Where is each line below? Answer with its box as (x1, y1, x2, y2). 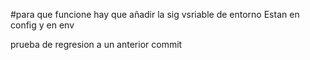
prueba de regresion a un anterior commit (10, 39, 183, 50)
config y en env (10, 19, 75, 31)
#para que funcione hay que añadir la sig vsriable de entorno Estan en (10, 9, 300, 20)
